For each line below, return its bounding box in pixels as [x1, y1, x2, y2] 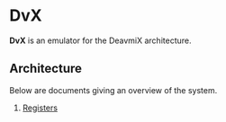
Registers [22, 102, 59, 113]
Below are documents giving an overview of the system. [9, 84, 218, 95]
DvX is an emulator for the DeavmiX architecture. [9, 35, 192, 46]
